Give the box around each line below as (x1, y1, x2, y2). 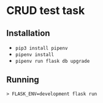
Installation (6, 28, 50, 38)
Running (6, 74, 40, 85)
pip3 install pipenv (15, 45, 68, 51)
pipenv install (15, 52, 55, 58)
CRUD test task (6, 4, 85, 18)
